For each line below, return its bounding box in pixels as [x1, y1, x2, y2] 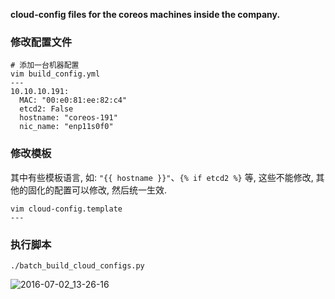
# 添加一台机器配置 [10, 60, 80, 71]
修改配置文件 [10, 35, 73, 49]
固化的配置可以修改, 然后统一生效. [27, 184, 168, 196]
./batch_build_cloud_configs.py [10, 260, 145, 271]
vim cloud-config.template [10, 204, 123, 214]
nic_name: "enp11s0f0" [19, 122, 114, 132]
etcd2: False [19, 104, 74, 114]
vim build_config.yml [10, 69, 101, 79]
